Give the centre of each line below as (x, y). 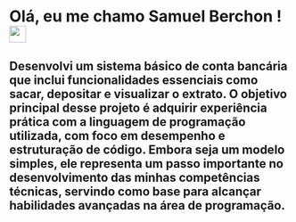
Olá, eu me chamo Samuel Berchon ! (146, 16)
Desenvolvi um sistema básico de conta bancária (148, 66)
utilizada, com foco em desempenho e (117, 136)
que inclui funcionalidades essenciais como (134, 80)
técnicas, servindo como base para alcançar (135, 191)
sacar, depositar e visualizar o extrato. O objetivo (148, 94)
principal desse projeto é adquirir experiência (138, 107)
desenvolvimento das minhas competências (135, 177)
